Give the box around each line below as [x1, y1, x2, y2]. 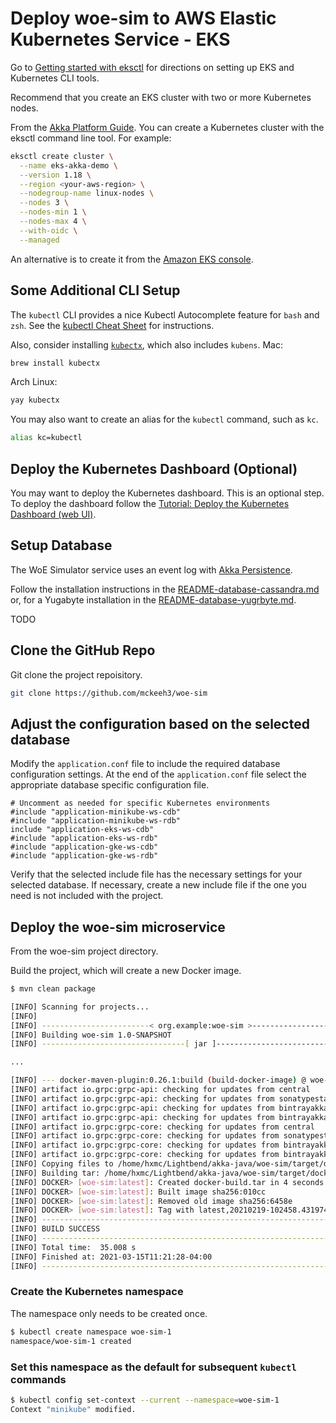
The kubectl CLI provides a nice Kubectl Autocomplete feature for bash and [10, 308, 320, 321]
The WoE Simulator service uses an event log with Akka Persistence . [10, 563, 293, 576]
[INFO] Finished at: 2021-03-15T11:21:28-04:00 [10, 1252, 213, 1262]
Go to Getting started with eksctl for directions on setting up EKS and [10, 61, 295, 73]
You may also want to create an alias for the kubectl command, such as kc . [10, 413, 319, 426]
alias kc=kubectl [10, 433, 83, 443]
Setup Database [10, 537, 113, 554]
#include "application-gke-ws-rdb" [10, 851, 159, 861]
